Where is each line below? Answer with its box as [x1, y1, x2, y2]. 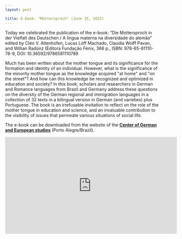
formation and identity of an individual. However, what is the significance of [5, 65, 158, 71]
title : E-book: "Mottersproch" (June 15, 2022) [5, 16, 104, 21]
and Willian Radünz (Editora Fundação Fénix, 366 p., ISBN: [5, 45, 124, 51]
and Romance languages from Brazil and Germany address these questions [5, 86, 158, 92]
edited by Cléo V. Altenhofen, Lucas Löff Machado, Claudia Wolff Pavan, [5, 40, 151, 46]
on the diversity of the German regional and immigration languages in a [5, 91, 149, 97]
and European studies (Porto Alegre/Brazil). [5, 127, 95, 133]
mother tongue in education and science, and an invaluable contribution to [5, 107, 156, 113]
